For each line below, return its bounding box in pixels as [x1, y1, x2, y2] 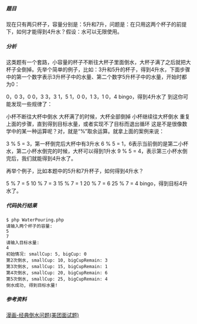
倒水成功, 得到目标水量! [6, 282, 58, 288]
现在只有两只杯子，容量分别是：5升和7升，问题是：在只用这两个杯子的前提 [6, 21, 187, 28]
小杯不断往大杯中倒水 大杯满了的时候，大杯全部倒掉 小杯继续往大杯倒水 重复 [6, 113, 191, 120]
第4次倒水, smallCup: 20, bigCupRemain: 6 [6, 270, 108, 276]
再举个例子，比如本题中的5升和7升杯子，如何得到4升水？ [6, 167, 144, 174]
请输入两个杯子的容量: [6, 223, 53, 229]
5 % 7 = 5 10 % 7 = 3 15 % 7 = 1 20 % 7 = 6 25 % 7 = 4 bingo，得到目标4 [6, 179, 183, 187]
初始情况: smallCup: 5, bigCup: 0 [6, 251, 87, 257]
